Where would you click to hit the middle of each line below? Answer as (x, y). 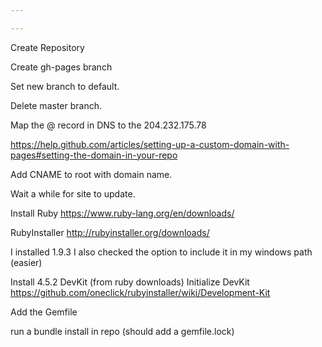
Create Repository (47, 47)
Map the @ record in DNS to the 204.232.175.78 (108, 125)
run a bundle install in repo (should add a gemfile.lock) (122, 331)
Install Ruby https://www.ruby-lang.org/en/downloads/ (122, 213)
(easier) (26, 262)
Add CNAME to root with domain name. (91, 174)
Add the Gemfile (44, 312)
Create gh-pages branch (61, 67)
